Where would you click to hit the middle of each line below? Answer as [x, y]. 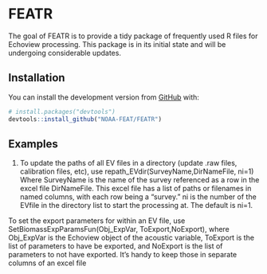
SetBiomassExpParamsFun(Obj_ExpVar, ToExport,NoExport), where [119, 229]
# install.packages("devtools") [62, 112]
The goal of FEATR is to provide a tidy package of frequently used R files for [133, 36]
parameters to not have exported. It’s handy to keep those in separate [123, 255]
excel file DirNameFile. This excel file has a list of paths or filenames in [135, 189]
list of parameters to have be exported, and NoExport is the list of [116, 246]
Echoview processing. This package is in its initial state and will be [117, 44]
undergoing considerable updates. [65, 53]
